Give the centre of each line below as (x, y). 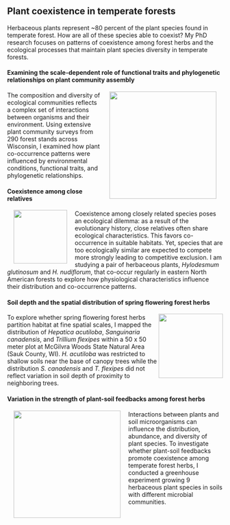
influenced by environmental (47, 161)
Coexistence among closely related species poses (146, 214)
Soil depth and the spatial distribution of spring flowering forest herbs (108, 302)
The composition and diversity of (54, 95)
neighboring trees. (33, 383)
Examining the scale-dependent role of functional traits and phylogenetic (114, 73)
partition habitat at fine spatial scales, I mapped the (79, 325)
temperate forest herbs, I (163, 465)
